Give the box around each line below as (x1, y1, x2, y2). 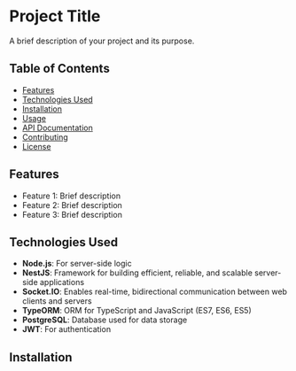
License (21, 141, 51, 151)
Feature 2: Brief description (21, 199, 122, 210)
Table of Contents (9, 61, 111, 76)
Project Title (9, 6, 101, 27)
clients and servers (21, 296, 92, 306)
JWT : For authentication (21, 324, 112, 335)
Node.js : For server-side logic (21, 259, 132, 269)
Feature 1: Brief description (21, 190, 121, 201)
